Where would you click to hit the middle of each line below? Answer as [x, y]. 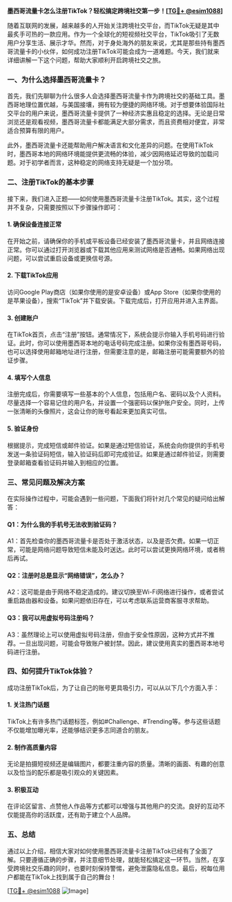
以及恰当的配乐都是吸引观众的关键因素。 [65, 773]
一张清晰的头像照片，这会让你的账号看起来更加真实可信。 [89, 411]
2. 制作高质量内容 [32, 747]
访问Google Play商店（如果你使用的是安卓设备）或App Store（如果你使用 [111, 292]
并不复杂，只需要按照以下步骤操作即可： [65, 207]
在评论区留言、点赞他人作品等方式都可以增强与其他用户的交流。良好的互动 [113, 806]
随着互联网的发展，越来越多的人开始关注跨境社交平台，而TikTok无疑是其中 [113, 26]
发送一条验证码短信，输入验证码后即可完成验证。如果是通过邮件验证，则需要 [116, 454]
